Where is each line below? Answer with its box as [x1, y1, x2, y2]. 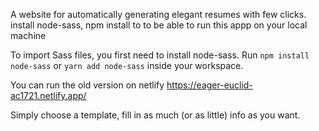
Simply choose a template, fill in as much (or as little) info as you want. [10, 109, 301, 121]
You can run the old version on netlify [10, 79, 165, 91]
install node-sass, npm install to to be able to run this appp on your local [10, 19, 308, 31]
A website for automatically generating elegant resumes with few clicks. [10, 9, 307, 20]
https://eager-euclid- [166, 79, 253, 91]
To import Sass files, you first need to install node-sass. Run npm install [10, 49, 310, 61]
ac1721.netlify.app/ [10, 90, 87, 101]
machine [10, 30, 47, 41]
